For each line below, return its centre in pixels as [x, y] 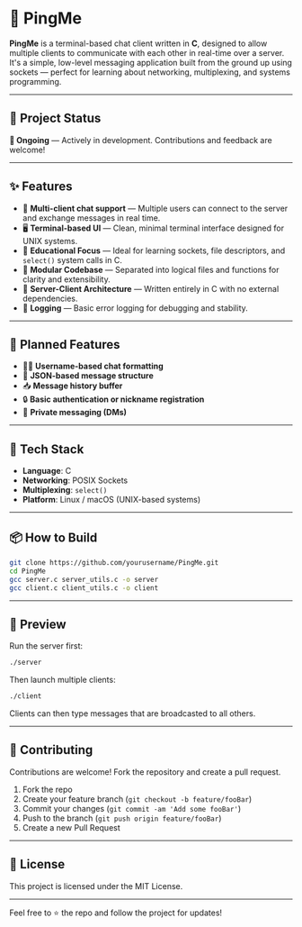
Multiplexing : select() [65, 490]
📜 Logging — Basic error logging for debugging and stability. [135, 308]
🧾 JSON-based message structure [88, 376]
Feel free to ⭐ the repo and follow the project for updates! [116, 913]
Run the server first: [46, 646]
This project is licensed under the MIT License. [96, 886]
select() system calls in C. [72, 259]
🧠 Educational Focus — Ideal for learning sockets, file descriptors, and [154, 250]
